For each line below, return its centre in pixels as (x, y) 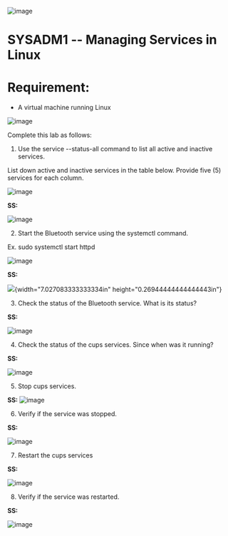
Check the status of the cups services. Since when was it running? (115, 345)
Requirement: (49, 87)
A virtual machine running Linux (64, 108)
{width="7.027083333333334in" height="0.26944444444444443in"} (118, 290)
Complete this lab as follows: (50, 135)
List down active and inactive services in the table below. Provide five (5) (114, 171)
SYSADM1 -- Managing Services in (112, 40)
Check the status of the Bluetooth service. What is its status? (107, 303)
